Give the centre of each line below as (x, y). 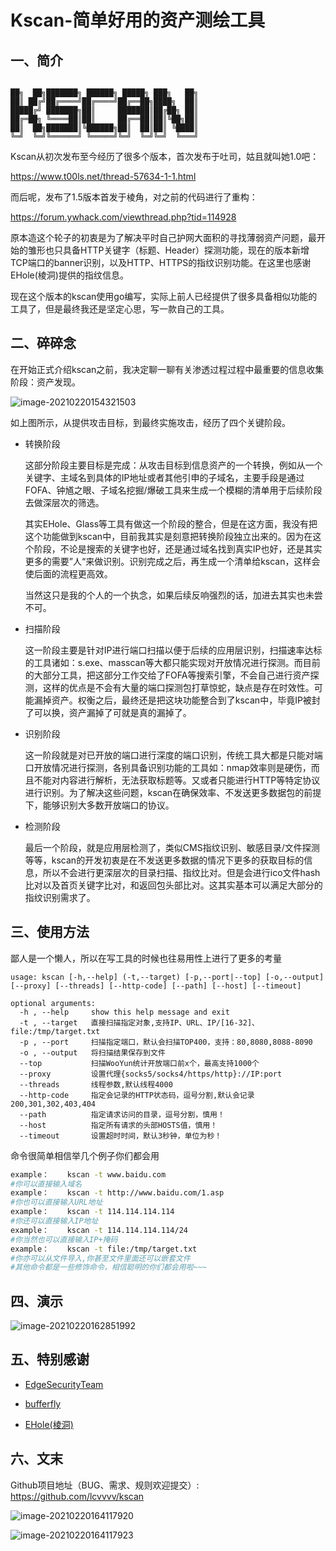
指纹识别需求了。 (60, 897)
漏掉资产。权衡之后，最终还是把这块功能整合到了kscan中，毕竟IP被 (172, 700)
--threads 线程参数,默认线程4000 (96, 1084)
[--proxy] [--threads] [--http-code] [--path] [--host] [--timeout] (156, 986)
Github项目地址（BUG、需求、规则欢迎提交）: (105, 1485)
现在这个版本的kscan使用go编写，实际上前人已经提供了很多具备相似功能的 (164, 296)
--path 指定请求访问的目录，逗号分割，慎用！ (122, 1114)
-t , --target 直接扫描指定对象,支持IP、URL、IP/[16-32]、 (139, 1022)
